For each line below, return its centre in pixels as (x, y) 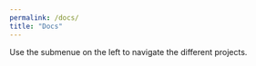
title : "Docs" (36, 26)
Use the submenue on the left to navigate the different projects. (128, 52)
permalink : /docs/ (44, 18)
